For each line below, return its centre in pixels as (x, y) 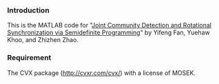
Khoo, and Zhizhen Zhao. (43, 40)
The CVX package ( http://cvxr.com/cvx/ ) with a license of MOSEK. (102, 73)
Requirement (29, 58)
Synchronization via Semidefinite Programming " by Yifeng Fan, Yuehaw (108, 32)
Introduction (28, 10)
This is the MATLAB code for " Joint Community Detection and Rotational (109, 25)
